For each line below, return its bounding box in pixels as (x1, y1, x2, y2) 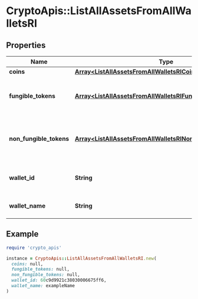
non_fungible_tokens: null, (11, 272, 81, 278)
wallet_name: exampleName (11, 283, 75, 289)
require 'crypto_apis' (6, 245, 62, 251)
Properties (6, 40, 46, 50)
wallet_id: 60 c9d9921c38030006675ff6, (11, 277, 107, 284)
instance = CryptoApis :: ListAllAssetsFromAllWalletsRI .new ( (6, 255, 157, 261)
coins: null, (11, 261, 44, 267)
